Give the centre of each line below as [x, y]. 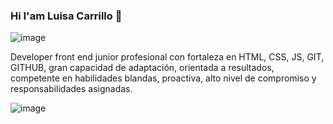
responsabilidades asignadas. [71, 89]
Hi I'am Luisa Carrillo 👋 [66, 16]
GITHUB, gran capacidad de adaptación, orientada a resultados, [142, 68]
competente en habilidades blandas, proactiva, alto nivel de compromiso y [163, 78]
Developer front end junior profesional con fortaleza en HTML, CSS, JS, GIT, [167, 57]
